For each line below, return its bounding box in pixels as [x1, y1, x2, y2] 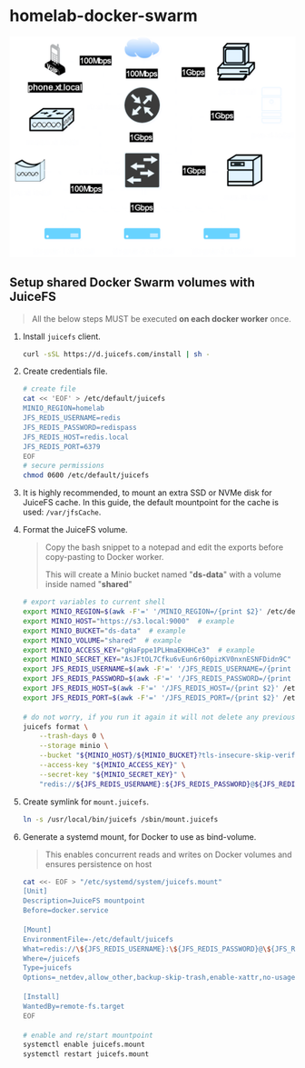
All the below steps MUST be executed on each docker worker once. [31, 313, 292, 324]
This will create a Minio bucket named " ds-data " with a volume [44, 569, 281, 580]
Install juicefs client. [22, 331, 102, 342]
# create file [22, 384, 76, 394]
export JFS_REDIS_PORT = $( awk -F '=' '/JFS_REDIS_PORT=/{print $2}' [22, 693, 280, 703]
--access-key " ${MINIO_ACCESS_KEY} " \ [39, 761, 186, 770]
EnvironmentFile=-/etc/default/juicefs [22, 934, 174, 943]
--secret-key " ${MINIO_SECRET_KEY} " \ [39, 770, 186, 779]
